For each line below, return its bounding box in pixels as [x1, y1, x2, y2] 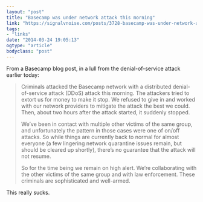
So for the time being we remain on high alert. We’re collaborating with [21, 164, 197, 171]
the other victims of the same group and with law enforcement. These [21, 171, 195, 178]
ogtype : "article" [6, 43, 53, 49]
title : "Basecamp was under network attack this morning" [6, 15, 155, 21]
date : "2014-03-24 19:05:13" [6, 37, 80, 43]
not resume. [21, 152, 51, 160]
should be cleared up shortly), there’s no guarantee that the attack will [21, 146, 196, 153]
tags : [6, 25, 20, 32]
